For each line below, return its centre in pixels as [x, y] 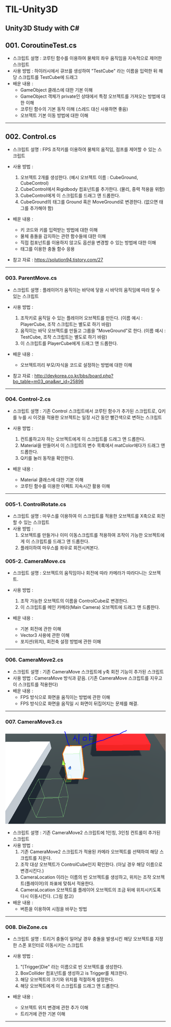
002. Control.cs [31, 137]
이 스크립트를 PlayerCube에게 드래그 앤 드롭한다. [69, 343]
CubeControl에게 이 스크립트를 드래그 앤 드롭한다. [70, 196]
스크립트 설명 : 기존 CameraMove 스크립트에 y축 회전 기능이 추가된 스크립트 [88, 671]
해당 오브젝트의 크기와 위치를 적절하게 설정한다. [67, 980]
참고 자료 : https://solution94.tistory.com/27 [58, 260]
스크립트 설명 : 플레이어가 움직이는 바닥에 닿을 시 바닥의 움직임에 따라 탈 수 [87, 290]
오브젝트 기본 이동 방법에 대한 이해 [54, 115]
